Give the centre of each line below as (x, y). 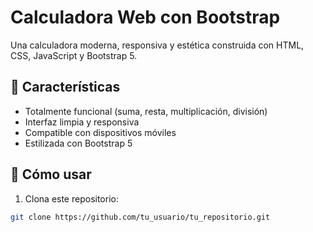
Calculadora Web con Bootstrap (145, 17)
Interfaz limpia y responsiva (82, 122)
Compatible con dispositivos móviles (100, 132)
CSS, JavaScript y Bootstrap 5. (74, 55)
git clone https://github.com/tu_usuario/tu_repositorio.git (140, 217)
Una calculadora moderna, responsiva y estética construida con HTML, (157, 45)
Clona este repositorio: (71, 198)
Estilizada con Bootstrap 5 (78, 143)
